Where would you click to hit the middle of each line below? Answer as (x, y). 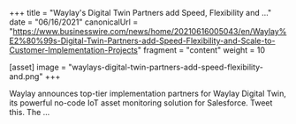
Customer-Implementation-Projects (74, 50)
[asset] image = (38, 67)
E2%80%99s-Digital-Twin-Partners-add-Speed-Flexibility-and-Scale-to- (142, 40)
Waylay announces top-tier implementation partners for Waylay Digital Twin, (148, 93)
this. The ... (30, 112)
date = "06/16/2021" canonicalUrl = (74, 22)
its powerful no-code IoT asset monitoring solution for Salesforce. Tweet (141, 103)
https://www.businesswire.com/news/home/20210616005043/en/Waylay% (150, 31)
